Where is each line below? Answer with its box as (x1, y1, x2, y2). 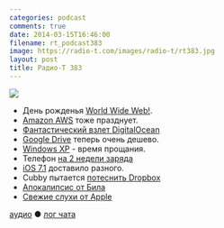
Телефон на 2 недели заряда (22, 152, 133, 163)
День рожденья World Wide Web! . (22, 105, 153, 115)
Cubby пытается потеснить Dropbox (22, 172, 161, 183)
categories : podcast (9, 13, 87, 23)
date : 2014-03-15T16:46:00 (9, 30, 111, 39)
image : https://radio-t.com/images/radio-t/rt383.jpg (9, 47, 216, 56)
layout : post (9, 55, 58, 64)
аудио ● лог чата (9, 208, 76, 219)
